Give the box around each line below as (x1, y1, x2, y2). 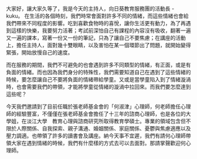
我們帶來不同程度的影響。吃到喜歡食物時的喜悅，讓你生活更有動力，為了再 (6, 20, 186, 26)
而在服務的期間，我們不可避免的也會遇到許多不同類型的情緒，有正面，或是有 (6, 61, 191, 68)
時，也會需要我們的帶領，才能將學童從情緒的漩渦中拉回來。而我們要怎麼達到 (6, 84, 191, 90)
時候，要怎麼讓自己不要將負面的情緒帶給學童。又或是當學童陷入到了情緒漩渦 (6, 76, 191, 83)
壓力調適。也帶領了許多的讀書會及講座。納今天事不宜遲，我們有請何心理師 (6, 132, 186, 139)
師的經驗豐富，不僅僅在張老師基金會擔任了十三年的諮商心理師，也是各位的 (6, 110, 186, 117)
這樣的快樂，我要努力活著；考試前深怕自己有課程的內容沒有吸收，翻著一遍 (11, 27, 191, 34)
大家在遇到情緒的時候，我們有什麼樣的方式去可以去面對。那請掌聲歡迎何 (11, 140, 186, 146)
